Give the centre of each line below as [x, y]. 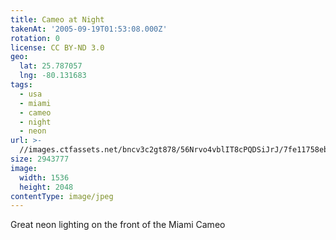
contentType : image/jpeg [62, 196]
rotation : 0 [35, 38]
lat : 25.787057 [51, 66]
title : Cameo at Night [57, 19]
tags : [21, 85]
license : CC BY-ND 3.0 [57, 47]
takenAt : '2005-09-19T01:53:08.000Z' [89, 29]
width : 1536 [44, 177]
